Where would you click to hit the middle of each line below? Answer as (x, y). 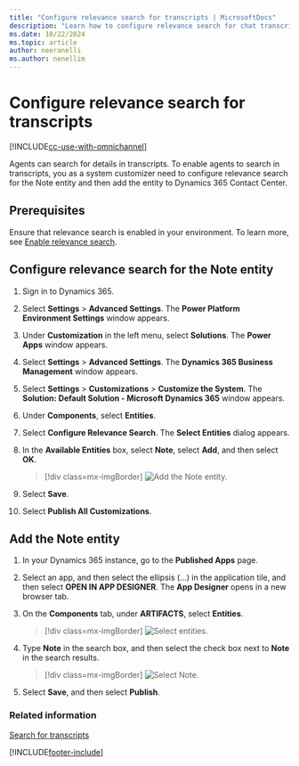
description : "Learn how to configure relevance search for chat (133, 26)
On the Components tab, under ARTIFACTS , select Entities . (133, 614)
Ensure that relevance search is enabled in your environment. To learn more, (149, 232)
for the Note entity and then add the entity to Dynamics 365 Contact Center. (148, 183)
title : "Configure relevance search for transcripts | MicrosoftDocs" (143, 17)
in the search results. (61, 658)
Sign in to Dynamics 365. (68, 291)
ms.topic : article (43, 42)
